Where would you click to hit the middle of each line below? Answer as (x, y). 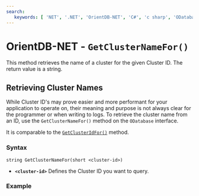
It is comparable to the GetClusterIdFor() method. (68, 132)
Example (19, 186)
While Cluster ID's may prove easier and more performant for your (87, 102)
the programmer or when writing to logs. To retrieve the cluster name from (97, 115)
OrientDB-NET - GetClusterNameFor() (97, 46)
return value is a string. (34, 69)
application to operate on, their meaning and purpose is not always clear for (99, 108)
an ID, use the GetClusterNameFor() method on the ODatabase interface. (92, 121)
